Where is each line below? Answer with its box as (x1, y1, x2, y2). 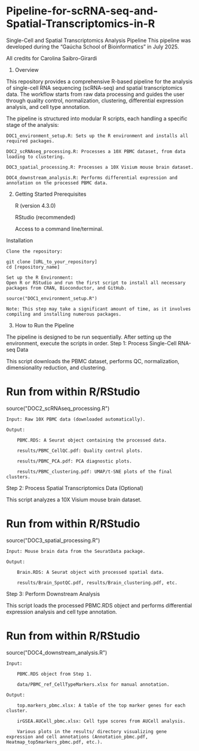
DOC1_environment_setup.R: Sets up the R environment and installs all (6, 133, 188, 139)
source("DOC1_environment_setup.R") (6, 295, 97, 302)
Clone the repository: (6, 248, 63, 254)
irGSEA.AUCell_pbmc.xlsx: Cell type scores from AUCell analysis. (17, 718, 186, 724)
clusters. (6, 474, 31, 480)
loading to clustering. (6, 154, 66, 160)
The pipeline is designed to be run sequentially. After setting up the (6, 333, 172, 340)
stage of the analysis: (6, 121, 59, 128)
